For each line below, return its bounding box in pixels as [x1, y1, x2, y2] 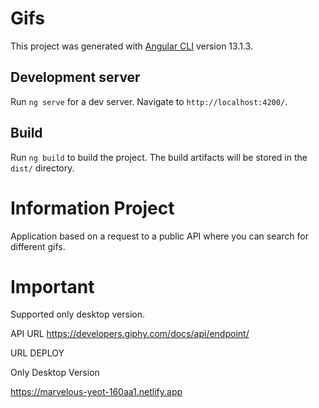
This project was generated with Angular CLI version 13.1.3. [10, 40, 253, 52]
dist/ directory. [10, 162, 75, 174]
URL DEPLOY [10, 347, 65, 359]
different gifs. [10, 240, 66, 252]
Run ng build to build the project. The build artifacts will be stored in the [10, 151, 308, 163]
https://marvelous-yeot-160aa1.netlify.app [10, 386, 183, 398]
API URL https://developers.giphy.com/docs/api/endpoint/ [10, 328, 250, 340]
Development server [10, 69, 141, 86]
